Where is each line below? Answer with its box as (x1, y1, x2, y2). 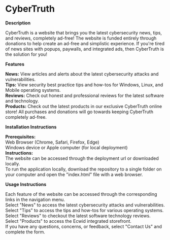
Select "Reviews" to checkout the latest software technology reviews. (5, 213, 151, 219)
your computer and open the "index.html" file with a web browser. (5, 171, 143, 178)
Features (5, 61, 24, 67)
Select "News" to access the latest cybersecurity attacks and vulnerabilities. (5, 201, 165, 208)
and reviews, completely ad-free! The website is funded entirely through (5, 35, 157, 41)
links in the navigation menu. (5, 196, 65, 202)
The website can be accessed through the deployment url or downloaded (5, 155, 159, 161)
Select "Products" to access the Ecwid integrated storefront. (5, 218, 132, 224)
